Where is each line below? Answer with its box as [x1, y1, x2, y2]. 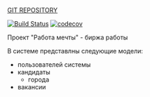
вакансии [17, 83, 46, 91]
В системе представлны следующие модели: [7, 47, 144, 55]
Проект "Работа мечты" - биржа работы [7, 33, 128, 41]
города [27, 75, 50, 84]
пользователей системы [17, 60, 91, 69]
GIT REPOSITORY [7, 6, 58, 14]
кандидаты [17, 68, 50, 76]
